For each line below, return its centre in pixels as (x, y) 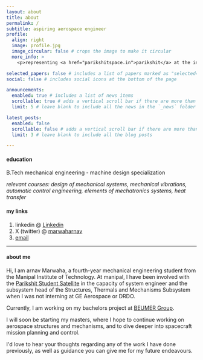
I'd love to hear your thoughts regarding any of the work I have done (91, 344)
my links (17, 211)
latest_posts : (24, 118)
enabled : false (31, 123)
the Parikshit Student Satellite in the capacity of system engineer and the (97, 283)
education (19, 159)
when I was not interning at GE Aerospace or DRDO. (71, 296)
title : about (23, 18)
